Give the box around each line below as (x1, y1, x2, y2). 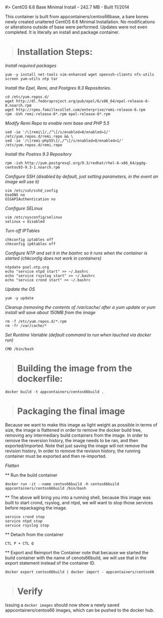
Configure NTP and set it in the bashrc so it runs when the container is (5, 250, 148, 256)
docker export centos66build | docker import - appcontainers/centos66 (5, 569, 154, 574)
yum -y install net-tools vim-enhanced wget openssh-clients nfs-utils (5, 72, 154, 77)
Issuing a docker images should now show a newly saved (5, 602, 120, 608)
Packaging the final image (17, 406, 125, 417)
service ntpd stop (5, 519, 43, 523)
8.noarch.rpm (5, 103, 32, 108)
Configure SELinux (5, 205, 43, 211)
